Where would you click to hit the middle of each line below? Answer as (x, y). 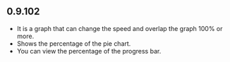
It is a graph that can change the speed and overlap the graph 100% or (120, 28)
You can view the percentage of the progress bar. (89, 51)
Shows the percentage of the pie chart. (74, 43)
